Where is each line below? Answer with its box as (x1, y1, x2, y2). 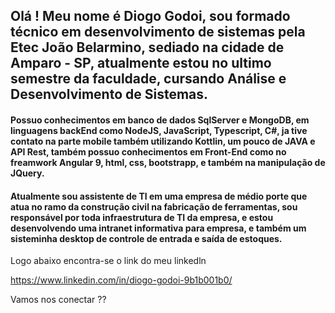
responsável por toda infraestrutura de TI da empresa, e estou (10, 211, 274, 223)
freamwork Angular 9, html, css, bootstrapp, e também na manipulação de (10, 156, 326, 168)
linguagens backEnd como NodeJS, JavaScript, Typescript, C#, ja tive (10, 124, 308, 136)
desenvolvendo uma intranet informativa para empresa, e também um (10, 222, 307, 234)
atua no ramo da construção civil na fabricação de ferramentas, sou (10, 200, 298, 213)
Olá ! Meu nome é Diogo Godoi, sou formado (10, 8, 291, 25)
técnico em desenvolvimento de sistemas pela (10, 24, 306, 41)
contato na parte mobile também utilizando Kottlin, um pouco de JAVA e (10, 135, 316, 147)
